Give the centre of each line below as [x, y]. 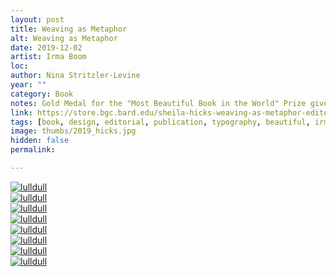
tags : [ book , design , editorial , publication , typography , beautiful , [160, 122]
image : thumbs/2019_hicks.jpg [73, 131]
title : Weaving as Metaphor [69, 29]
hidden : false [40, 141]
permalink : [33, 150]
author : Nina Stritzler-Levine [75, 76]
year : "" [28, 85]
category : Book [42, 94]
